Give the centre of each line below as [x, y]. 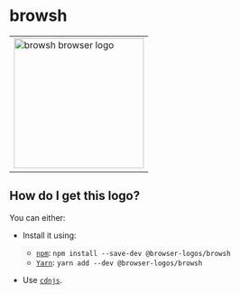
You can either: [37, 217]
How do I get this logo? [75, 196]
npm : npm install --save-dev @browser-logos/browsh [134, 252]
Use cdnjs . [42, 280]
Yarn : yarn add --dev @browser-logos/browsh [119, 262]
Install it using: [49, 235]
